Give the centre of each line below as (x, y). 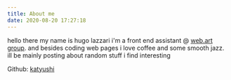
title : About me (31, 14)
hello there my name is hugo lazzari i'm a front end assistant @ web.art (110, 40)
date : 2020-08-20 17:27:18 (47, 20)
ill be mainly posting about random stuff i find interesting (89, 55)
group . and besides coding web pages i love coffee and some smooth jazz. (116, 48)
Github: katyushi (31, 69)
